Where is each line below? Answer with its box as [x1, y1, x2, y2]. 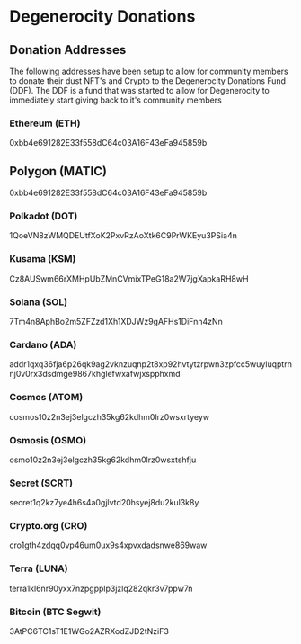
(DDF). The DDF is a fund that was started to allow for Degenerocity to [9, 85, 270, 95]
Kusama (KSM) [9, 253, 76, 265]
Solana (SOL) [9, 295, 68, 308]
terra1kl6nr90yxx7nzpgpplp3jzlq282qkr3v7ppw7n [9, 583, 193, 594]
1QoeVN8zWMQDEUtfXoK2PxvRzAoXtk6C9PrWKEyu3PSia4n [9, 230, 238, 241]
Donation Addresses [9, 42, 127, 58]
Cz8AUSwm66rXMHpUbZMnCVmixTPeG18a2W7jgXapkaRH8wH [9, 273, 249, 284]
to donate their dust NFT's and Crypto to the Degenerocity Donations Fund [9, 76, 286, 86]
